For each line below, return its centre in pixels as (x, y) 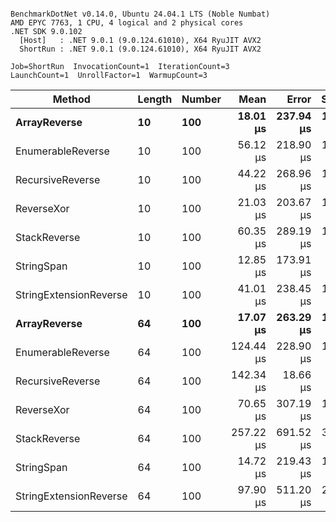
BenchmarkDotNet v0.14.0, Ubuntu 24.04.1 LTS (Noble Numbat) (140, 14)
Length (155, 99)
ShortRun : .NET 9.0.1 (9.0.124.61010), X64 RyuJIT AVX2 (140, 49)
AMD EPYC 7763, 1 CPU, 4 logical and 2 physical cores (127, 23)
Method (71, 99)
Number (201, 99)
